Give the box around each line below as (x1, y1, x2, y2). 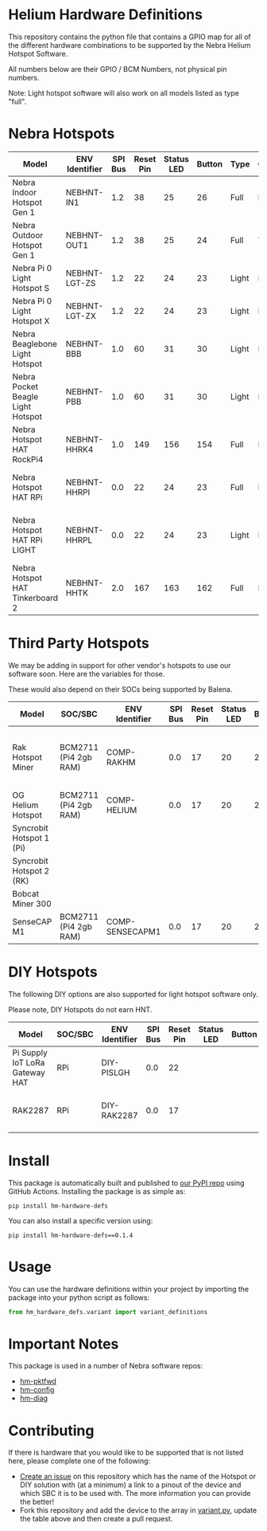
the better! (19, 1497, 54, 1507)
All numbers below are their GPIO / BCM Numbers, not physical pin (8, 64, 228, 73)
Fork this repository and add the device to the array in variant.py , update (19, 1505, 257, 1515)
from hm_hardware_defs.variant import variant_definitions (8, 1308, 208, 1316)
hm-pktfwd (19, 1376, 57, 1386)
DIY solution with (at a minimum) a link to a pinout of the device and (19, 1480, 242, 1490)
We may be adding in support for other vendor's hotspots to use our (8, 660, 232, 670)
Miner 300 (12, 898, 52, 909)
